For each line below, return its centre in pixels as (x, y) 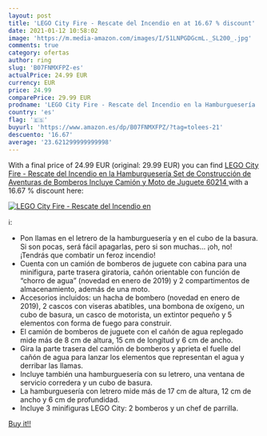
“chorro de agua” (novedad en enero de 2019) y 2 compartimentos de (135, 280)
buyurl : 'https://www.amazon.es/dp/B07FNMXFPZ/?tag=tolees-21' (116, 127)
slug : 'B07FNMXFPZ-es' (46, 68)
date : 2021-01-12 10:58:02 (53, 30)
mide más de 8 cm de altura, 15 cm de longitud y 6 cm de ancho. (126, 340)
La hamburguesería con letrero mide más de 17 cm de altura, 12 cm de (135, 391)
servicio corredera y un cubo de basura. (86, 382)
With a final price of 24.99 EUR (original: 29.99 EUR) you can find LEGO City (133, 165)
